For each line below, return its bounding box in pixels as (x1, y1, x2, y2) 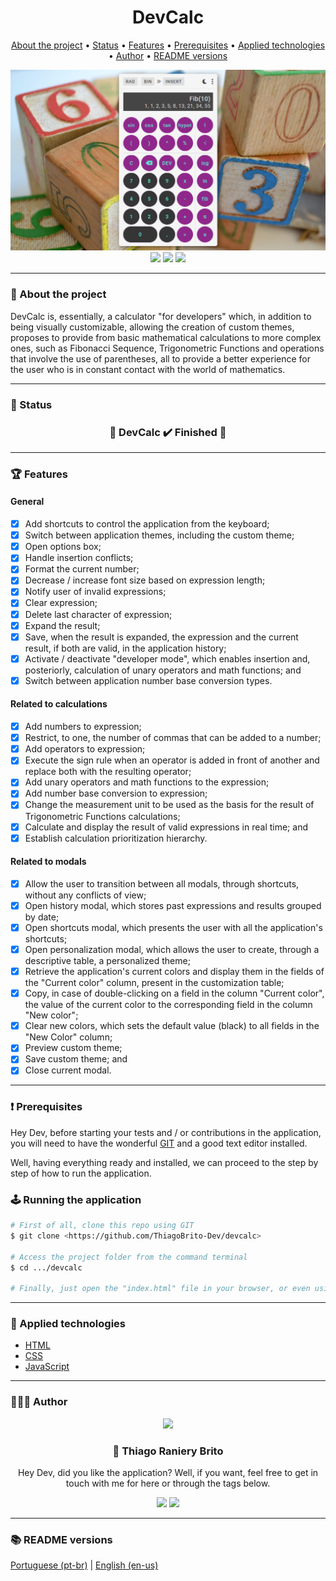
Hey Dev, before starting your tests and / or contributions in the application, (10, 1126, 322, 1138)
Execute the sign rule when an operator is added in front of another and (24, 754, 320, 766)
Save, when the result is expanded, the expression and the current (24, 631, 299, 643)
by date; (24, 911, 60, 923)
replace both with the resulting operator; (24, 766, 192, 778)
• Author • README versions (108, 49, 228, 61)
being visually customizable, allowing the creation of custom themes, (10, 321, 295, 333)
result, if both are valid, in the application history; (24, 642, 227, 654)
